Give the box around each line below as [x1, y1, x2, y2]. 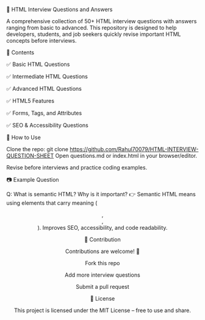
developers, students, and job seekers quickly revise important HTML [6, 30, 181, 38]
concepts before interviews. [6, 37, 77, 44]
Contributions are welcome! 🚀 [65, 247, 140, 255]
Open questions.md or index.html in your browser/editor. [55, 152, 197, 159]
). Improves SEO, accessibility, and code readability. [37, 224, 168, 231]
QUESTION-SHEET [6, 152, 54, 159]
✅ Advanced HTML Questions [6, 85, 82, 92]
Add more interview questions [65, 271, 140, 279]
